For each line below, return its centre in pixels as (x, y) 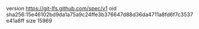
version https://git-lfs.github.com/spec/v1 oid (61, 8)
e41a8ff (15, 21)
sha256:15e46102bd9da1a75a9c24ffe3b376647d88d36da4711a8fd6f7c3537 (100, 14)
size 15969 (39, 21)
